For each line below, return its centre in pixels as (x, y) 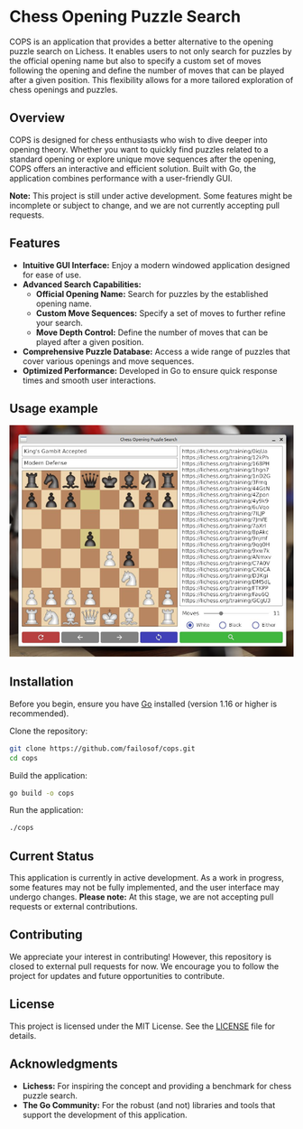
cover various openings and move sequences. (108, 361)
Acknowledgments (64, 1064)
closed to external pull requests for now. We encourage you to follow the (144, 966)
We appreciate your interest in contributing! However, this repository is (141, 956)
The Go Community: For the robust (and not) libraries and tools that (149, 1105)
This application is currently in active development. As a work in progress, (147, 878)
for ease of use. (52, 275)
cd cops (24, 758)
